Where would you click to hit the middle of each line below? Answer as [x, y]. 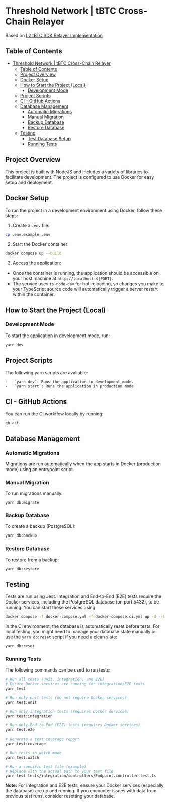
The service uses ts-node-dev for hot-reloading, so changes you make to [88, 284]
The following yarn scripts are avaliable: [47, 372]
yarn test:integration [29, 716]
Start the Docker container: [40, 244]
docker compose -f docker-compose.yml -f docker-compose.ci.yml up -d [81, 617]
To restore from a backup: [32, 560]
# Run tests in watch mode [33, 753]
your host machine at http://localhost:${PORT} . [63, 278]
